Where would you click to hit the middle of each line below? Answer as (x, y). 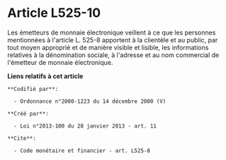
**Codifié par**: (33, 89)
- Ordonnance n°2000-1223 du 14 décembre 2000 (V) (90, 101)
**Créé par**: (28, 113)
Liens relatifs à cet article (45, 76)
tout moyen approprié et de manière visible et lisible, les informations (108, 47)
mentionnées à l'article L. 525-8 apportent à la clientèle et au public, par (113, 39)
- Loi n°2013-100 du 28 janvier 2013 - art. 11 (85, 126)
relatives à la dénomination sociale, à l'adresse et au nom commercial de (113, 55)
